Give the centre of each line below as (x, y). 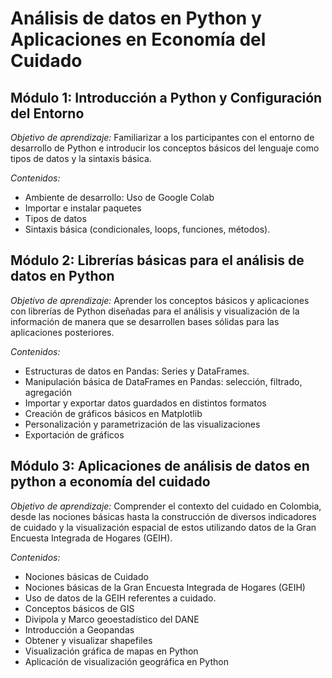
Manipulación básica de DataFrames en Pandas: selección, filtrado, (163, 381)
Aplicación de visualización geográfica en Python (126, 661)
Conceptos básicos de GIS (79, 608)
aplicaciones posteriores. (62, 332)
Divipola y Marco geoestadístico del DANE (112, 619)
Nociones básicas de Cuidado (86, 576)
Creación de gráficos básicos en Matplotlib (113, 413)
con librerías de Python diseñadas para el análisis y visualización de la (155, 311)
